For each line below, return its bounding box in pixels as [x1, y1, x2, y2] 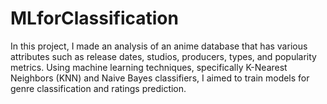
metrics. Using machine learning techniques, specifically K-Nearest [10, 61, 288, 73]
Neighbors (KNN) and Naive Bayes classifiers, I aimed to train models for [10, 72, 310, 84]
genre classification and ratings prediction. [10, 82, 187, 94]
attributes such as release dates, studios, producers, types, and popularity [10, 50, 317, 62]
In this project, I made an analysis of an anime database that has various [10, 40, 308, 52]
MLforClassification [10, 7, 179, 30]
